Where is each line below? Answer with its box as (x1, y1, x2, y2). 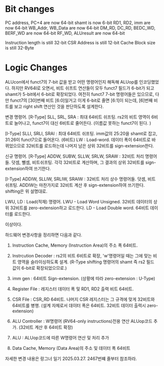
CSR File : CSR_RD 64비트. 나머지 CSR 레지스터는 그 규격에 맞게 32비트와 (12, 296, 155, 302)
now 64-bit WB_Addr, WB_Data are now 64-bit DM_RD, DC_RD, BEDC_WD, (5, 25, 156, 30)
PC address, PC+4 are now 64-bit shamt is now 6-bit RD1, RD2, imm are (5, 20, 151, 26)
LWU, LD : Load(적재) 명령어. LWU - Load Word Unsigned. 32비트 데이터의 (5, 198, 153, 204)
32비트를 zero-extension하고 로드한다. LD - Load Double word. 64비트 (10, 205, 149, 211)
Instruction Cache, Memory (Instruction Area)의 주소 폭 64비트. (12, 242, 138, 248)
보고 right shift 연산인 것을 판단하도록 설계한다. (14, 103, 104, 109)
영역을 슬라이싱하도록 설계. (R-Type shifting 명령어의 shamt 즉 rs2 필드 (17, 259, 155, 265)
